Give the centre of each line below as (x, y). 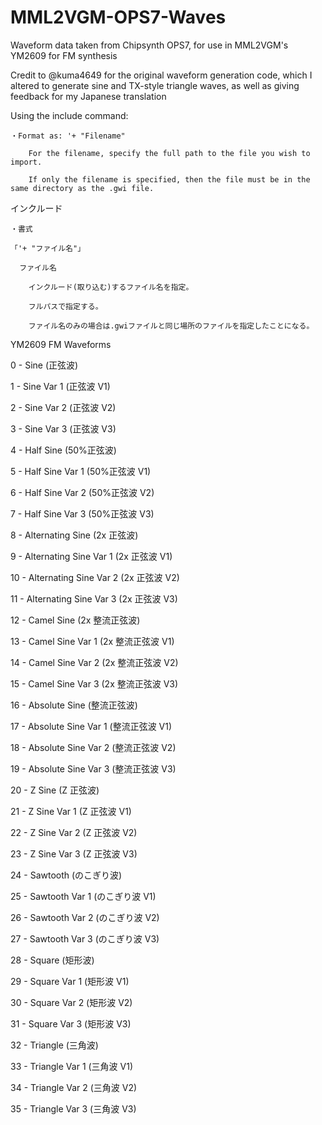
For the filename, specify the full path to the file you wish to (169, 153)
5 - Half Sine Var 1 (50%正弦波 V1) (81, 471)
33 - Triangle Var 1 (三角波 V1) (72, 1066)
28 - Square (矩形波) (52, 960)
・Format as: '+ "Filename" (68, 136)
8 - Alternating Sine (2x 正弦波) (74, 535)
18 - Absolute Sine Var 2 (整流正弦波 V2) (93, 747)
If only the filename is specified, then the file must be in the (169, 179)
